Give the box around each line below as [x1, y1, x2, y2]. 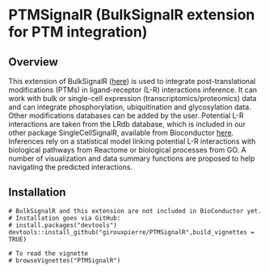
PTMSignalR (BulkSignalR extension [8, 6, 255, 24]
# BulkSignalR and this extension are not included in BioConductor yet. [8, 207, 263, 215]
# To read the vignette [8, 249, 89, 258]
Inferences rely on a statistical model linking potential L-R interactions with [8, 136, 256, 146]
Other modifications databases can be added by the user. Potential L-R [8, 111, 244, 120]
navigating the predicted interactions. [8, 162, 133, 171]
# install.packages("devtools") [8, 220, 117, 229]
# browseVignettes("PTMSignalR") [8, 256, 121, 264]
